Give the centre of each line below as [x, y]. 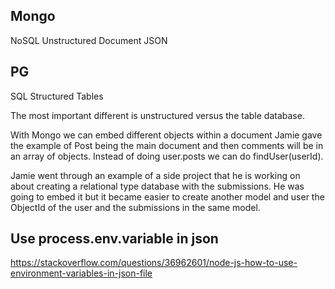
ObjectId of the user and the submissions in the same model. [135, 207]
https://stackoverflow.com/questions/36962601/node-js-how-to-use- [154, 263]
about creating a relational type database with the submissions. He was [157, 186]
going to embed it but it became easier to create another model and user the [167, 196]
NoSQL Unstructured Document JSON [89, 40]
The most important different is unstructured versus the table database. [157, 115]
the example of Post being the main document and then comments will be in [167, 145]
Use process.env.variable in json [114, 239]
